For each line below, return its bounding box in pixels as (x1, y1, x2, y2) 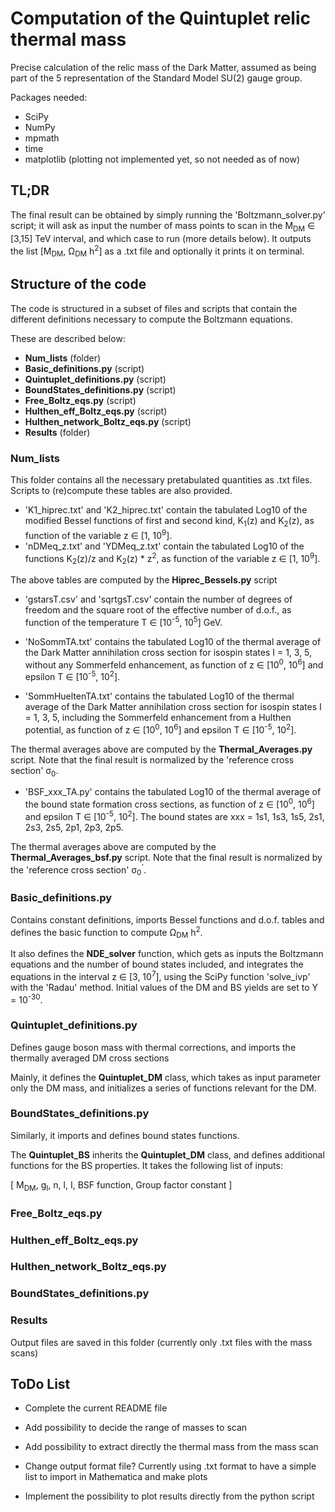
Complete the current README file (24, 1402, 168, 1414)
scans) (10, 1347, 39, 1359)
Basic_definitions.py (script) (24, 362, 145, 374)
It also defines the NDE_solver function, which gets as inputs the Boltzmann (10, 947, 324, 959)
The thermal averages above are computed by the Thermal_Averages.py (10, 743, 313, 755)
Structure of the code (10, 276, 147, 293)
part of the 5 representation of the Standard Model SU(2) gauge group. (10, 72, 303, 84)
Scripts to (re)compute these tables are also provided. (10, 485, 233, 497)
